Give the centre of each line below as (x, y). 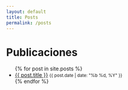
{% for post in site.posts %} (49, 69)
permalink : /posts (29, 23)
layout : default (26, 12)
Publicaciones (42, 52)
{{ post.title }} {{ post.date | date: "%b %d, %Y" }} (68, 75)
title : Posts (22, 17)
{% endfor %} (32, 82)
